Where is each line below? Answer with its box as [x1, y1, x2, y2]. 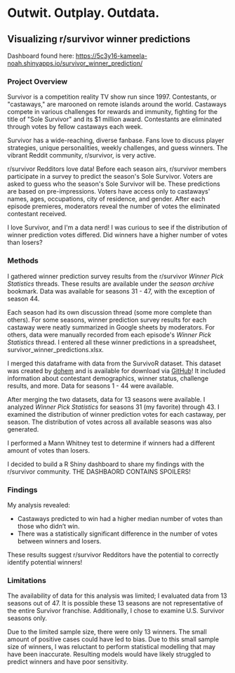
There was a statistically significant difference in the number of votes [17, 529, 218, 538]
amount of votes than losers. [7, 446, 90, 455]
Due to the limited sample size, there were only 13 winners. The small [7, 628, 207, 636]
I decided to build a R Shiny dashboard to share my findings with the [7, 460, 205, 468]
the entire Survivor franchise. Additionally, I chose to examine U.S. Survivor [7, 607, 224, 615]
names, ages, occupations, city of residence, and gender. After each [7, 195, 206, 203]
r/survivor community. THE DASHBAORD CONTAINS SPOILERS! [7, 467, 191, 476]
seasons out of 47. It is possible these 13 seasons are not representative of [7, 599, 223, 608]
